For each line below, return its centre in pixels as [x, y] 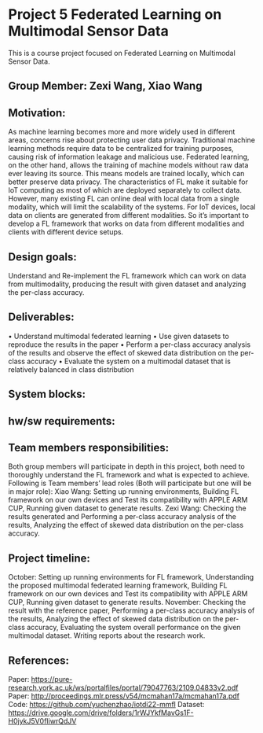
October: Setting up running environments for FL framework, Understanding [131, 577]
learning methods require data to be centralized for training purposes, [121, 149]
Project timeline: [49, 558]
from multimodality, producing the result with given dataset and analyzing [127, 284]
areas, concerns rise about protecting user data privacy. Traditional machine [131, 140]
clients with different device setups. [66, 232]
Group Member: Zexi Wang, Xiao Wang [105, 86]
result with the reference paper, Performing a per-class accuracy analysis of [131, 610]
